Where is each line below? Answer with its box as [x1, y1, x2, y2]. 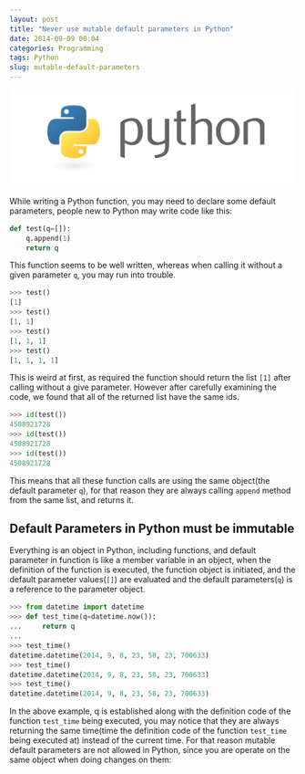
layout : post [9, 15, 59, 24]
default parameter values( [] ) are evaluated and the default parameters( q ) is [9, 574, 293, 585]
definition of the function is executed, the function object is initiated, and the [9, 564, 296, 575]
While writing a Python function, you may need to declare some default [9, 195, 276, 206]
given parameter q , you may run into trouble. [9, 269, 176, 280]
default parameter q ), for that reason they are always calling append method [9, 485, 291, 496]
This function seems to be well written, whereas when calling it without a [9, 260, 283, 271]
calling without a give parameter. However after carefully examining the [9, 382, 278, 392]
